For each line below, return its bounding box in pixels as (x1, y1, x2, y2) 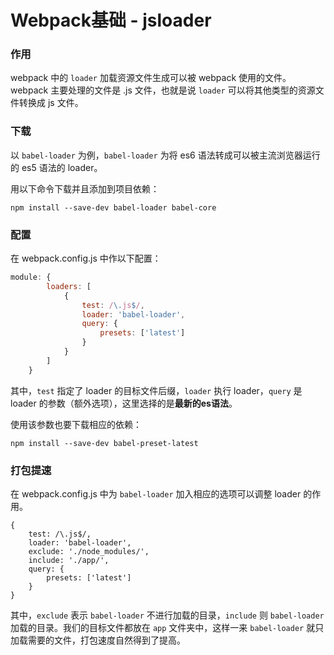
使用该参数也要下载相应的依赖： (10, 418, 142, 430)
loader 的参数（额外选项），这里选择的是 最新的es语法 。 (10, 397, 238, 409)
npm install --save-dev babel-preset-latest (10, 438, 199, 448)
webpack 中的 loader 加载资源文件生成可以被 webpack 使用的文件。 (10, 72, 292, 84)
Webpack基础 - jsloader (10, 9, 212, 32)
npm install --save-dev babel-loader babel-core (10, 202, 217, 213)
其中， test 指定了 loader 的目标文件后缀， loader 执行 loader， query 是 (10, 384, 303, 396)
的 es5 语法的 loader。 (10, 161, 103, 173)
